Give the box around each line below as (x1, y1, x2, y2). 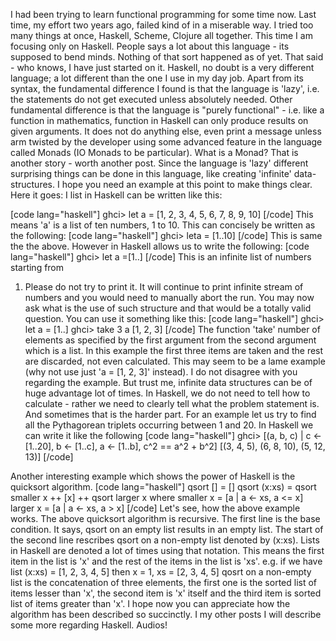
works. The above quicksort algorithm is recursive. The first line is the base (10, 513, 321, 524)
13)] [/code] (24, 451, 74, 463)
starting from (10, 262, 65, 273)
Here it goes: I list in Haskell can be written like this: (10, 189, 223, 201)
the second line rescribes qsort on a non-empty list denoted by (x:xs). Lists (10, 534, 320, 546)
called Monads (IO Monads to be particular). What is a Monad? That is (10, 147, 299, 158)
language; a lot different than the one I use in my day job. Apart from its (10, 72, 304, 84)
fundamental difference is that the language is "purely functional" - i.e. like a (10, 104, 325, 116)
